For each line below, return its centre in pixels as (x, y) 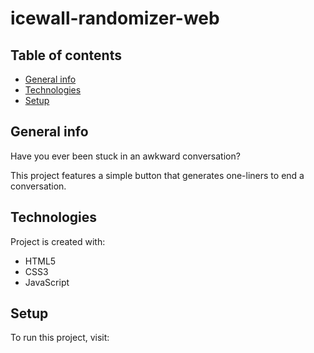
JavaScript (47, 282)
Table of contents (66, 55)
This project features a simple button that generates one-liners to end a (157, 175)
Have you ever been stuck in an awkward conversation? (125, 156)
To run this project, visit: (60, 338)
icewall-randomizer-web (115, 18)
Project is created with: (58, 241)
